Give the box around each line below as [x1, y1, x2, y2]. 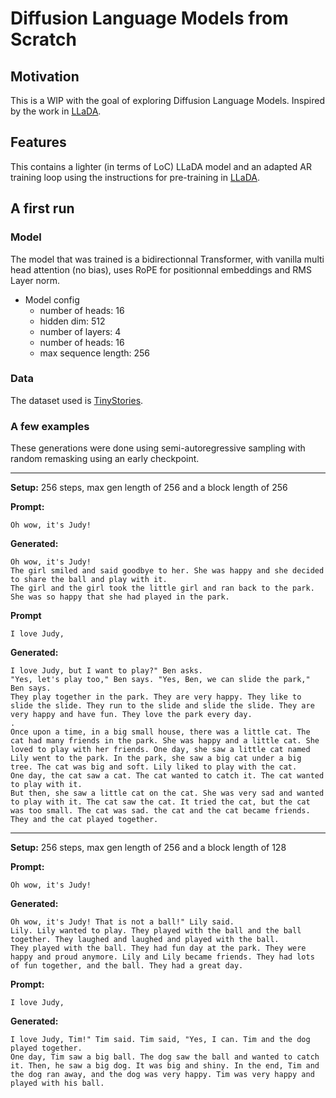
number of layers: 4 [39, 325, 122, 337]
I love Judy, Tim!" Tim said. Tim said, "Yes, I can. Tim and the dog [10, 1035, 311, 1045]
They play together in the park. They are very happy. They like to [10, 692, 302, 702]
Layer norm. [10, 274, 60, 286]
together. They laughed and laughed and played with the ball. [10, 935, 280, 945]
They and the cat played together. [10, 815, 159, 825]
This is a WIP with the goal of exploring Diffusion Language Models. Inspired [10, 95, 325, 106]
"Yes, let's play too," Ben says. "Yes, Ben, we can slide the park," [10, 675, 311, 685]
